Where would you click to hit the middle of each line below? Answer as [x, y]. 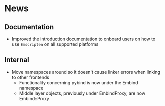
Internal [17, 60]
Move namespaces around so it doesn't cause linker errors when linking [86, 72]
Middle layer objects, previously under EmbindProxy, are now [82, 93]
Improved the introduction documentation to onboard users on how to [83, 39]
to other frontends [30, 77]
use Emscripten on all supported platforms [55, 44]
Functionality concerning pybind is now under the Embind [79, 82]
